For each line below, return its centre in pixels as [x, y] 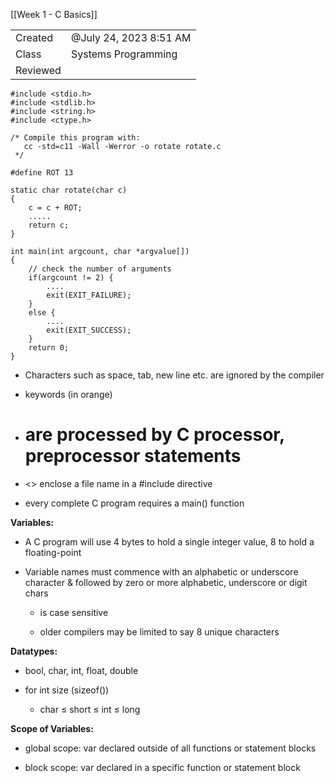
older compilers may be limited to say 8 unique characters [159, 631]
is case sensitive [74, 612]
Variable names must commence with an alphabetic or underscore [161, 571]
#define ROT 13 [42, 173]
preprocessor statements [133, 456]
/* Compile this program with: [75, 138]
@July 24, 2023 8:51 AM [131, 37]
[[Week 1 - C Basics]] [54, 14]
